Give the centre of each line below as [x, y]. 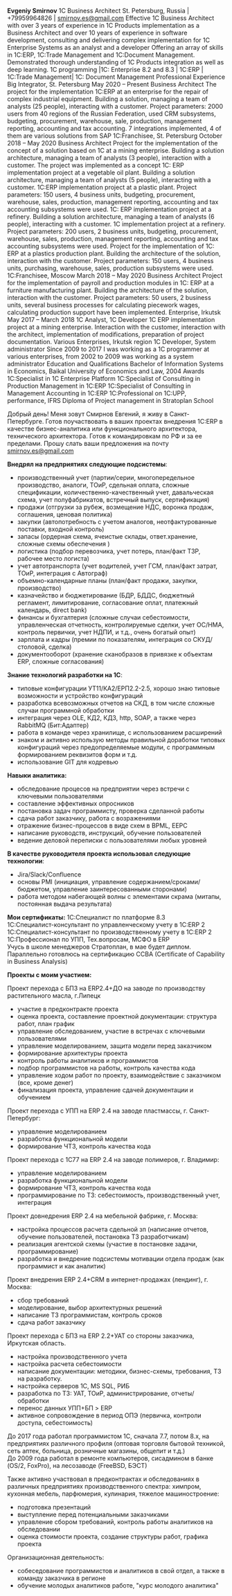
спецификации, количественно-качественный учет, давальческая [115, 492]
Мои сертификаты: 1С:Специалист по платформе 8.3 [87, 917]
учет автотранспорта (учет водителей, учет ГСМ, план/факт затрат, [117, 566]
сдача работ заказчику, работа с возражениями [89, 818]
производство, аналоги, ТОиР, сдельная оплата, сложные [103, 485]
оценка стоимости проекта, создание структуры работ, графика [113, 1536]
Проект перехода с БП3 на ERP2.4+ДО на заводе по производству [106, 988]
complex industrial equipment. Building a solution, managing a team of [107, 99]
